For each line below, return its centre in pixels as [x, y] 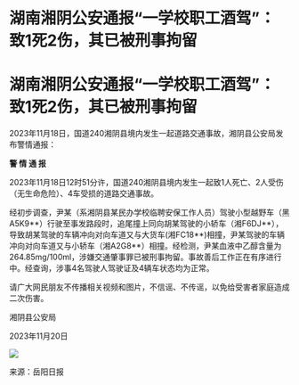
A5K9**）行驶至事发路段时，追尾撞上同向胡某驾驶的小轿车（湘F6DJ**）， [146, 224]
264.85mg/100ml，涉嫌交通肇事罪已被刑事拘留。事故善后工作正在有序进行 [145, 257]
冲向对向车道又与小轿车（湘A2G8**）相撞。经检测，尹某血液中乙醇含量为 [145, 246]
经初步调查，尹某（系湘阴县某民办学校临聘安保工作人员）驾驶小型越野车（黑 [149, 213]
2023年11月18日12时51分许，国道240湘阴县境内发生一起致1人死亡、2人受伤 [146, 183]
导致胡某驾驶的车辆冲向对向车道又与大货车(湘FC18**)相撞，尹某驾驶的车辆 [147, 235]
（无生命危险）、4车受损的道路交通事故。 [84, 193]
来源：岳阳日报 [36, 372]
